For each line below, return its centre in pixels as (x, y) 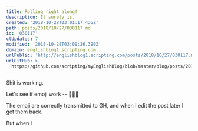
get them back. (24, 112)
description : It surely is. (41, 17)
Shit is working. (25, 83)
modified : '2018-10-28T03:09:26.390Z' (54, 45)
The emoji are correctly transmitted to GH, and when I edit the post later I (95, 106)
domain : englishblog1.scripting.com (51, 50)
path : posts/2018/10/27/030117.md (49, 28)
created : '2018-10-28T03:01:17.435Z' (52, 22)
